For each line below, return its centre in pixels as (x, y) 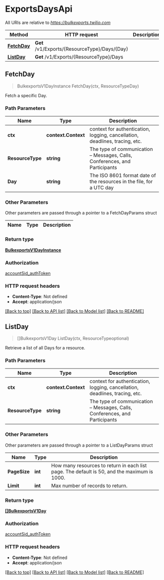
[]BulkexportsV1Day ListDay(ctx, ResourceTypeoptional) (73, 339)
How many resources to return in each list (99, 465)
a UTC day (102, 188)
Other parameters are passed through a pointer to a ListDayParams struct (79, 445)
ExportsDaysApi (39, 9)
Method (19, 34)
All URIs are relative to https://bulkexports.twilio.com (58, 22)
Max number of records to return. (89, 486)
